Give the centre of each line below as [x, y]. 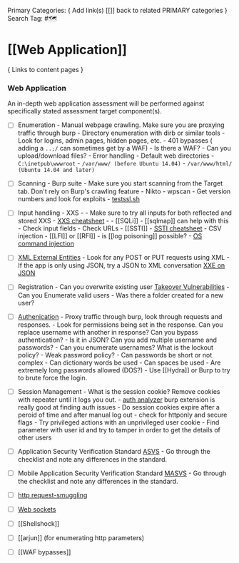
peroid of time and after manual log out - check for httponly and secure [122, 415]
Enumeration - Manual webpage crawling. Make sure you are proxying [121, 125]
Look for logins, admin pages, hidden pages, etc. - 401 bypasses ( [115, 141]
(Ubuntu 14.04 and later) [56, 171]
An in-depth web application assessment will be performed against [106, 103]
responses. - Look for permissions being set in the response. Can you [120, 325]
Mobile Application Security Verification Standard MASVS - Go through [122, 473]
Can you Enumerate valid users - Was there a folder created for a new [120, 295]
